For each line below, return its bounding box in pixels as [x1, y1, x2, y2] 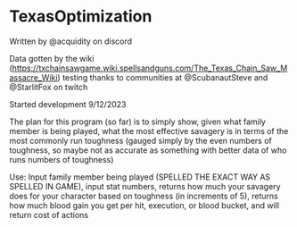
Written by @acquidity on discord [9, 36, 132, 46]
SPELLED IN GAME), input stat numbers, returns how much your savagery [9, 181, 281, 191]
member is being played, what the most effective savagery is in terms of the [9, 125, 289, 136]
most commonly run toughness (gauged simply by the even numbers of [9, 135, 272, 146]
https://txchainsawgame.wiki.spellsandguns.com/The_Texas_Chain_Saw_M [12, 63, 288, 73]
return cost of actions [9, 209, 89, 220]
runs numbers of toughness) [9, 154, 114, 164]
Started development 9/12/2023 [9, 98, 127, 109]
